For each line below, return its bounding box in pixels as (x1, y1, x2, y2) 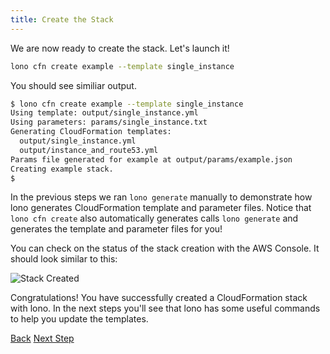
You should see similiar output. (10, 79, 137, 91)
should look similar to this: (10, 253, 118, 265)
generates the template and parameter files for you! (10, 223, 223, 235)
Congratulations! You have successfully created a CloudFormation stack (10, 292, 308, 304)
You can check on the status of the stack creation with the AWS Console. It (10, 242, 320, 255)
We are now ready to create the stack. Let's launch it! (10, 42, 230, 54)
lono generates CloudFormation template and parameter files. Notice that (10, 202, 312, 214)
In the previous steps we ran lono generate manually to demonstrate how (10, 191, 313, 203)
